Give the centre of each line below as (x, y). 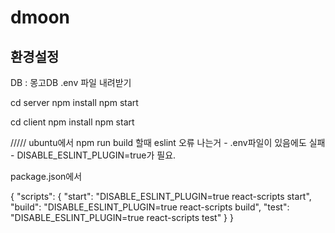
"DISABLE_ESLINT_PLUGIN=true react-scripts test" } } (122, 217)
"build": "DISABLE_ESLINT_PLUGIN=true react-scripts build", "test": (150, 207)
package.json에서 (46, 176)
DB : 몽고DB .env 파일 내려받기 (71, 82)
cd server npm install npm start (74, 102)
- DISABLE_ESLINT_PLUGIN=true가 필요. (93, 155)
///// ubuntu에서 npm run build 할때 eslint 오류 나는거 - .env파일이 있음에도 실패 (168, 142)
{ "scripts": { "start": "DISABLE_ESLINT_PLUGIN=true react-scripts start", (161, 196)
